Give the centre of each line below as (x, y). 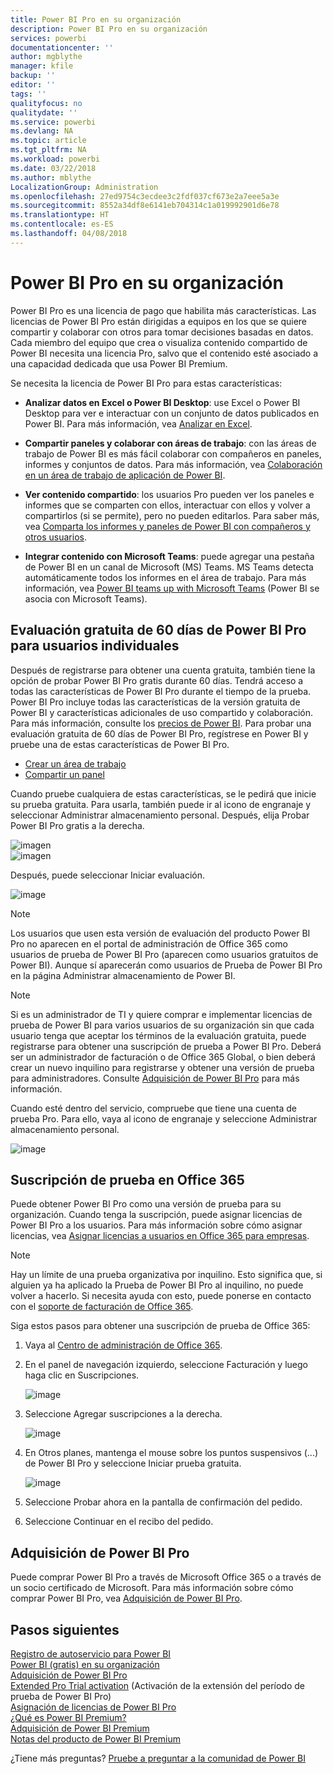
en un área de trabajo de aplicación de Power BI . (125, 475)
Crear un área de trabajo (75, 763)
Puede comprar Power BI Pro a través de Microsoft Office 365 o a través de (166, 1577)
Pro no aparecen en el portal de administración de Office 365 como (149, 943)
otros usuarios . (55, 537)
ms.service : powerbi (53, 122)
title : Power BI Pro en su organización (96, 19)
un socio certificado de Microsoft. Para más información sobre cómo (152, 1588)
